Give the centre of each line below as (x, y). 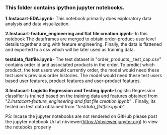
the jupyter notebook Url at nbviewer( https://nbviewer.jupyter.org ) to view (81, 122)
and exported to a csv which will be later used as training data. (70, 50)
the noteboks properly (28, 127)
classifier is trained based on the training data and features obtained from (81, 96)
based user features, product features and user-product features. (73, 81)
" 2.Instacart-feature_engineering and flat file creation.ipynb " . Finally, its (80, 101)
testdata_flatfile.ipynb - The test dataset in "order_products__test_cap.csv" (83, 59)
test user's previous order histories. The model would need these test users (84, 76)
